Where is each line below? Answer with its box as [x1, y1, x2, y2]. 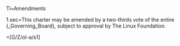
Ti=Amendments [6, 5, 46, 12]
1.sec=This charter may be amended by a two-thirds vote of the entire [6, 16, 175, 23]
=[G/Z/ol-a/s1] [6, 34, 41, 40]
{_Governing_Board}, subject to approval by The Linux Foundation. [6, 23, 167, 29]
